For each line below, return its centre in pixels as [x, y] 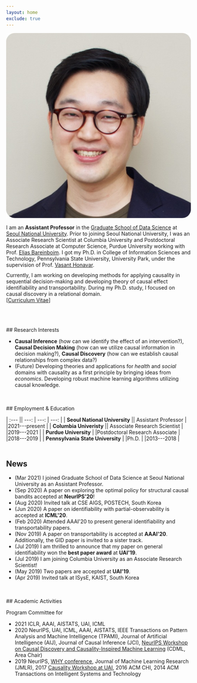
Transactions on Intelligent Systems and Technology [78, 674]
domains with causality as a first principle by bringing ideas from [93, 372]
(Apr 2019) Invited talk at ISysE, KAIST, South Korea [77, 577]
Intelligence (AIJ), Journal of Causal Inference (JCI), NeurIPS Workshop [101, 642]
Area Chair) [28, 655]
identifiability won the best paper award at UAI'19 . [76, 553]
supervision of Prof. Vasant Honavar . [50, 265]
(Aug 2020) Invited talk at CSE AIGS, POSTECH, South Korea [88, 503]
